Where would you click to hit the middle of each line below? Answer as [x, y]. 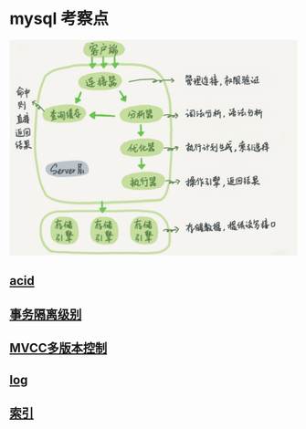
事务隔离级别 [46, 314]
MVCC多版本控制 [58, 348]
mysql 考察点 [59, 19]
